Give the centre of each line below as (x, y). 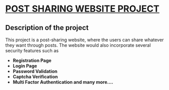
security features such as (32, 51)
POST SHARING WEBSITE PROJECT (82, 9)
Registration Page (32, 61)
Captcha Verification (35, 77)
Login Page (25, 66)
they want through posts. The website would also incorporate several (78, 45)
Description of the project (47, 28)
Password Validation (35, 71)
